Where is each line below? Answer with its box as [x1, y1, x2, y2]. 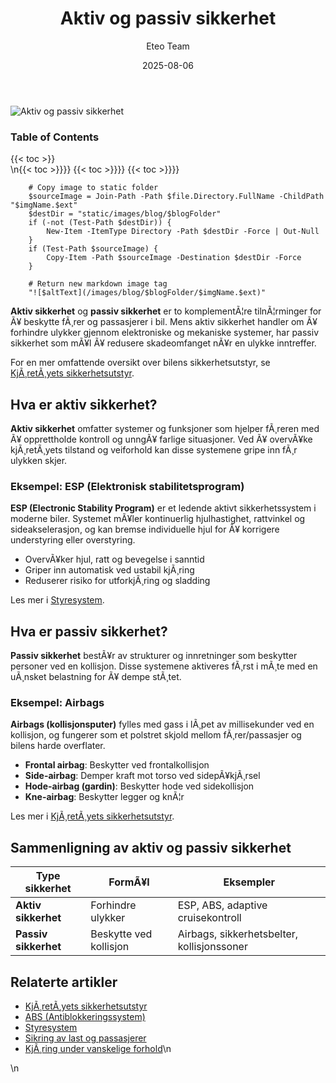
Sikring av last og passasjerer [24, 1032, 147, 1044]
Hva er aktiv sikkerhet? [10, 396, 158, 413]
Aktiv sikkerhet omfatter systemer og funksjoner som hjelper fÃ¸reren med [10, 423, 320, 435]
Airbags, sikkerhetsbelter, [177, 927, 299, 941]
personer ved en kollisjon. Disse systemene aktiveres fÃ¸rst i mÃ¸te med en [10, 660, 318, 672]
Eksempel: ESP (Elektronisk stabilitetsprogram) [10, 479, 245, 493]
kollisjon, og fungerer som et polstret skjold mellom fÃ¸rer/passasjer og [10, 729, 302, 741]
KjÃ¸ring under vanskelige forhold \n [24, 1043, 172, 1055]
